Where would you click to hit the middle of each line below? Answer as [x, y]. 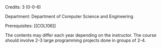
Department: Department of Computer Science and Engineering [69, 16]
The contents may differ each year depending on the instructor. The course [81, 35]
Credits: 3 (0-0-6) [23, 7]
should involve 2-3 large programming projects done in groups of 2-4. [76, 40]
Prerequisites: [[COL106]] [30, 26]
